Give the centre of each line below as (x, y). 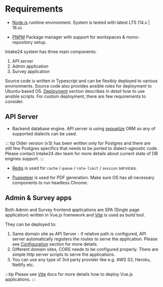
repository (22, 42)
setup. (40, 42)
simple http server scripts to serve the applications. (63, 254)
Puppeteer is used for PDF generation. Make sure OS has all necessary (83, 177)
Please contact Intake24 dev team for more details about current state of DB (81, 153)
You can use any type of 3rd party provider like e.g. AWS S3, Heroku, (81, 259)
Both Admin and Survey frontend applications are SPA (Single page (72, 210)
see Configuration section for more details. (55, 244)
